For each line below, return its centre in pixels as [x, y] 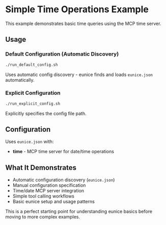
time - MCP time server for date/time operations [63, 152]
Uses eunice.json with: [30, 142]
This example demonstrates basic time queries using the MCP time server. [83, 23]
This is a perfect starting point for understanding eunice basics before [79, 211]
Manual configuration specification [49, 185]
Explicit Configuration [33, 93]
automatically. [20, 80]
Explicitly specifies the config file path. [46, 113]
